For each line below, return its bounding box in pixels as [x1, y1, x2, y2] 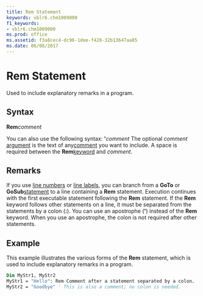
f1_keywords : [6, 20, 40, 26]
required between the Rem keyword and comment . [6, 147, 133, 155]
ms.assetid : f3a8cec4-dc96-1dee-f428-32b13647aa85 [6, 37, 138, 43]
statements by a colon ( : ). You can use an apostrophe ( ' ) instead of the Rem [6, 208, 198, 215]
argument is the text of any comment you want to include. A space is [6, 141, 177, 149]
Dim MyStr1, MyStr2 [6, 272, 56, 279]
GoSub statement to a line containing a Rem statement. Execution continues [6, 188, 196, 196]
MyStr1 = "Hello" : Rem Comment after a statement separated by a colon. [6, 278, 195, 284]
